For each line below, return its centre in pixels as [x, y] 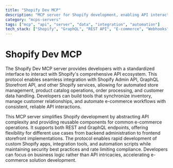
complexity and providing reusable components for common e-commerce [84, 122]
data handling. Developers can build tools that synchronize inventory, [79, 96]
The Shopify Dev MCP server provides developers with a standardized [80, 69]
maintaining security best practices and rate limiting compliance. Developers [86, 150]
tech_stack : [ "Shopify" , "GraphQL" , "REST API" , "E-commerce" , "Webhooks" [87, 29]
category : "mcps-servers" [33, 19]
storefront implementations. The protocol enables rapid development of [81, 138]
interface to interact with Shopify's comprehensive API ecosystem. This [81, 74]
